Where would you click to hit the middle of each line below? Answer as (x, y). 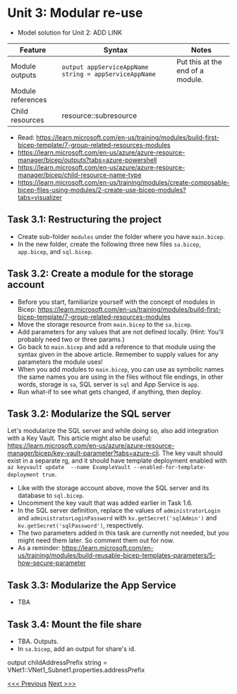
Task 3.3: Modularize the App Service (92, 585)
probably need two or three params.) (71, 339)
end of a (190, 71)
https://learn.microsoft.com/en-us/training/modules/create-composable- (123, 182)
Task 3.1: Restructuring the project (85, 220)
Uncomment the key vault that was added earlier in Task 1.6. (105, 503)
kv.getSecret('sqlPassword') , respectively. (80, 525)
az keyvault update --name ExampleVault (69, 468)
